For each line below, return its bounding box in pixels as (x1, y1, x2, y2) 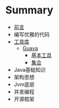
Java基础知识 (13, 66, 46, 73)
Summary (5, 4, 53, 17)
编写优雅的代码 (13, 30, 50, 38)
